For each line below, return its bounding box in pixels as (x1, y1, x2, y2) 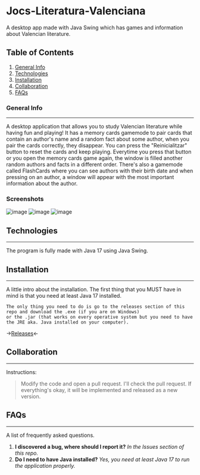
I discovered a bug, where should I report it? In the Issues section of (14, 443, 185, 450)
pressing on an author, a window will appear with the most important (6, 174, 174, 181)
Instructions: (6, 368, 37, 375)
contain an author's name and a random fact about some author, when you (6, 135, 189, 143)
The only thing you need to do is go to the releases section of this (6, 303, 185, 310)
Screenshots (6, 195, 44, 203)
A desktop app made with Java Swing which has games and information (6, 24, 183, 31)
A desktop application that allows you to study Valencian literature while (6, 123, 183, 130)
